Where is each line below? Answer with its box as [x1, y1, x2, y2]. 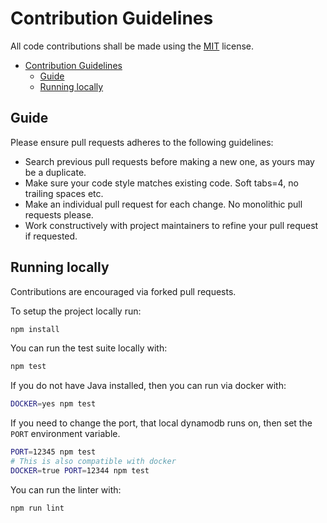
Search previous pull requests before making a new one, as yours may [24, 155, 315, 167]
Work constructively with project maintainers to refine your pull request [24, 219, 319, 231]
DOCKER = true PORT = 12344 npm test [10, 465, 150, 476]
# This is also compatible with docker [10, 457, 177, 467]
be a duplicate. [24, 166, 87, 178]
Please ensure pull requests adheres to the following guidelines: [10, 136, 274, 148]
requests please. [24, 208, 94, 221]
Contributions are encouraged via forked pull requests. [10, 285, 237, 297]
